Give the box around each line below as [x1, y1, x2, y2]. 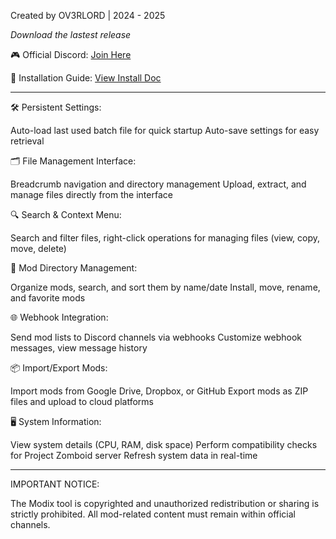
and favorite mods [10, 292, 86, 304]
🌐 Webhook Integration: [10, 311, 109, 323]
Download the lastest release [10, 29, 132, 40]
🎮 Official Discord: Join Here [10, 49, 132, 60]
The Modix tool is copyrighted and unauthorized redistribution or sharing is [10, 498, 320, 509]
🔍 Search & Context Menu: [10, 209, 122, 220]
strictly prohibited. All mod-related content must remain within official [10, 508, 296, 520]
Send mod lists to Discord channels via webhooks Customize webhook [10, 331, 302, 343]
